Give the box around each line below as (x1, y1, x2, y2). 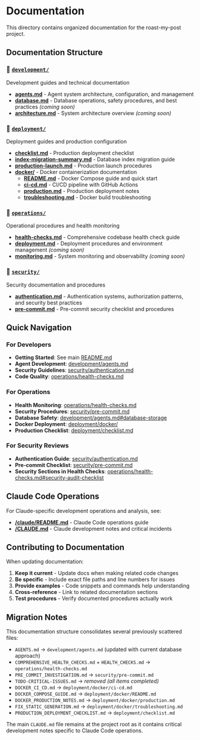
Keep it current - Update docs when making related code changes (14, 570, 179, 577)
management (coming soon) (14, 246, 85, 254)
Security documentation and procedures (6, 281, 106, 288)
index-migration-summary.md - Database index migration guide (14, 156, 176, 163)
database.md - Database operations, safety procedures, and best (14, 97, 177, 104)
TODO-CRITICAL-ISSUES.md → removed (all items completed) (14, 677, 160, 685)
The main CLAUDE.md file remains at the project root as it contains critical (6, 721, 182, 728)
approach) (14, 652, 40, 660)
